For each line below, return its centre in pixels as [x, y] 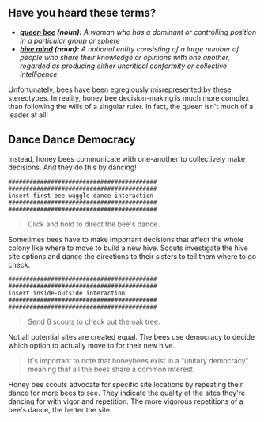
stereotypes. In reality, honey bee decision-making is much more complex [129, 97]
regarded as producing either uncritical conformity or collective [123, 66]
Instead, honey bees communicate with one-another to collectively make [127, 158]
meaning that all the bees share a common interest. [111, 369]
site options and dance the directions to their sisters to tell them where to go [132, 256]
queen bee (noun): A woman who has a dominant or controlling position [138, 32]
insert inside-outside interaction [67, 293]
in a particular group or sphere [70, 40]
